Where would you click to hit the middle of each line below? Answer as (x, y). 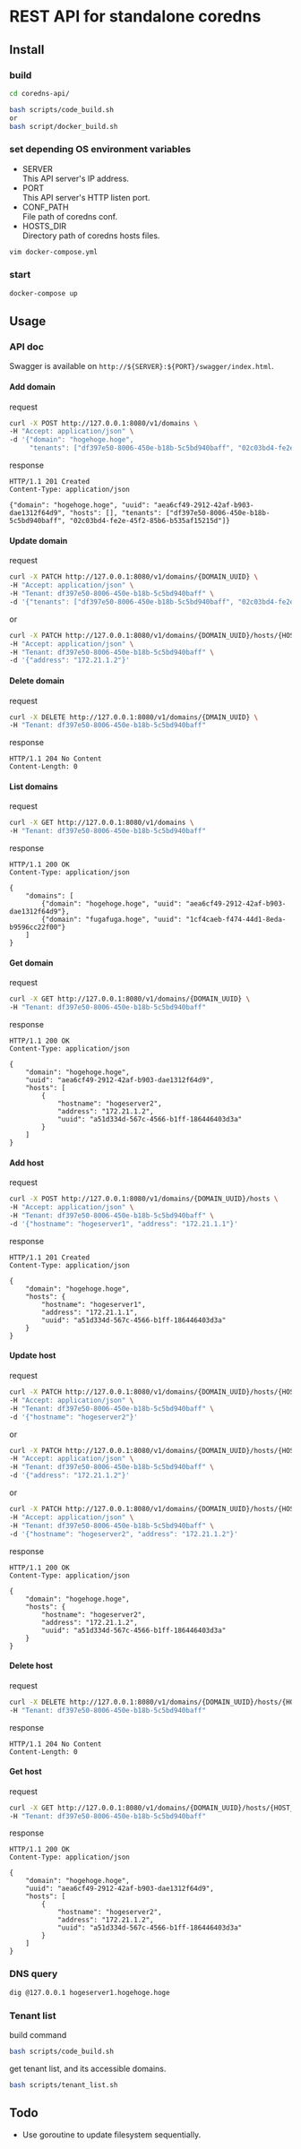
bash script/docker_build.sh (64, 126)
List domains (34, 787)
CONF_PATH (45, 207)
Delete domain (37, 680)
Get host (26, 1772)
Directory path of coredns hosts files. (91, 236)
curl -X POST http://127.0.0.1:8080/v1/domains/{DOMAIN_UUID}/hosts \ (144, 1199)
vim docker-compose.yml (54, 252)
